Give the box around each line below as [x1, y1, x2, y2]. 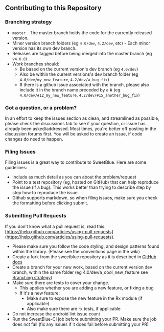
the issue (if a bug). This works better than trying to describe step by [12, 184, 151, 190]
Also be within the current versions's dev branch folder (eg [19, 71, 139, 77]
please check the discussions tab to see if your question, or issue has [5, 120, 146, 126]
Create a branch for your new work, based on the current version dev [12, 264, 153, 270]
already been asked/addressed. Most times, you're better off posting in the [5, 126, 157, 132]
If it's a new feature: [19, 290, 60, 296]
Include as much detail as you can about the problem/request [12, 174, 136, 180]
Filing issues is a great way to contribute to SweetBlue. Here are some [5, 159, 146, 165]
